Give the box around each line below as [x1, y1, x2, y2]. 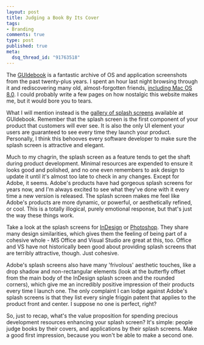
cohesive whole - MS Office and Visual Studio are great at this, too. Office [6, 236, 192, 244]
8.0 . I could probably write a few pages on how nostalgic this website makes [6, 90, 198, 98]
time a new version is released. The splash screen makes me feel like [6, 192, 180, 199]
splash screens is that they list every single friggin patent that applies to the [6, 294, 196, 301]
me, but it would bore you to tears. [6, 97, 93, 104]
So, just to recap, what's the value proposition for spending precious [6, 312, 178, 319]
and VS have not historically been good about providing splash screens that [6, 242, 197, 250]
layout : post [6, 9, 40, 15]
